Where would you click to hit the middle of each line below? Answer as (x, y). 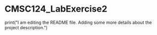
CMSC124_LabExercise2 (56, 9)
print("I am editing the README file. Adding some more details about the (78, 22)
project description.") (26, 27)
